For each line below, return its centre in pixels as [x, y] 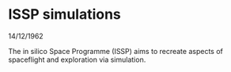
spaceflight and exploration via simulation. [77, 59]
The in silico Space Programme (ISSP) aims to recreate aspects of [116, 51]
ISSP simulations [64, 14]
